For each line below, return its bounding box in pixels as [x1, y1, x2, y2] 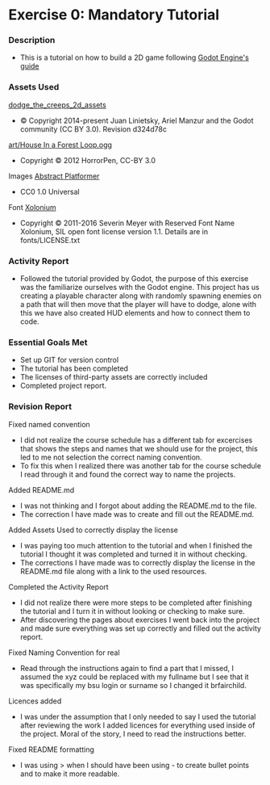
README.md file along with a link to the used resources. [19, 566, 207, 576]
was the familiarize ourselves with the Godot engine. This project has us [19, 283, 260, 292]
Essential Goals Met [8, 337, 88, 348]
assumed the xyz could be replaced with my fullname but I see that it [19, 672, 249, 682]
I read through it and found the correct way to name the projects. [19, 469, 236, 479]
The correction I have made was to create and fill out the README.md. [19, 509, 255, 518]
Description [8, 35, 56, 46]
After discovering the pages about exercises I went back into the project [19, 615, 260, 624]
